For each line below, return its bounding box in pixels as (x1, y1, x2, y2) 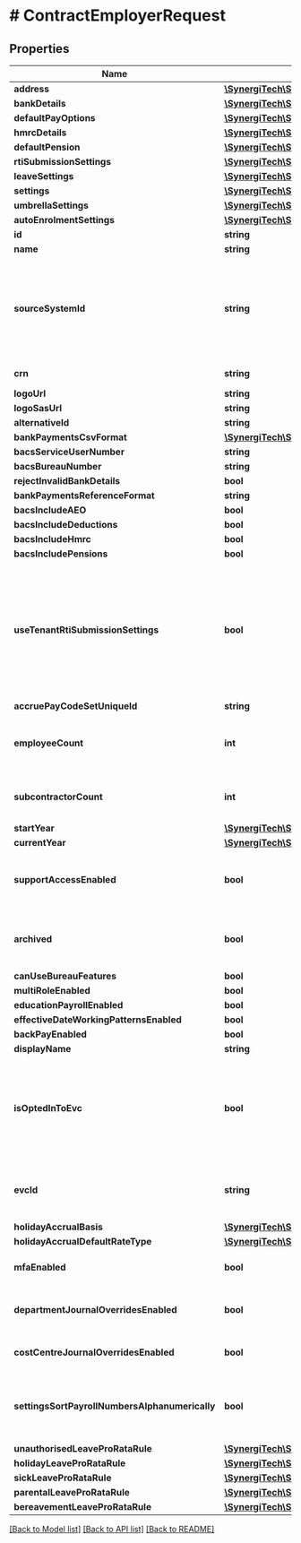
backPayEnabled (13, 1028, 88, 1040)
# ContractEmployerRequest (9, 5, 227, 26)
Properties (9, 41, 70, 56)
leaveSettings (13, 170, 74, 182)
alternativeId (13, 417, 70, 428)
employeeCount (13, 737, 83, 749)
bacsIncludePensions (13, 547, 108, 560)
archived (13, 933, 53, 945)
